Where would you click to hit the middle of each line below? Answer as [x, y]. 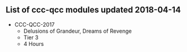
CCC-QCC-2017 [34, 24]
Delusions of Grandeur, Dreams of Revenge [77, 31]
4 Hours [34, 44]
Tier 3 [31, 37]
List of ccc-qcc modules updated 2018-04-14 [93, 10]
